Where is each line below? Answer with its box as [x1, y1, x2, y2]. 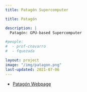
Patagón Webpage [12, 81, 51, 87]
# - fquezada [5, 49, 35, 54]
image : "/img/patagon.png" [5, 62, 62, 67]
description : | [5, 26, 37, 31]
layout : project [5, 58, 39, 63]
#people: [5, 39, 24, 44]
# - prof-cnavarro [5, 44, 46, 49]
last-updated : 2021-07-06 [5, 67, 59, 72]
